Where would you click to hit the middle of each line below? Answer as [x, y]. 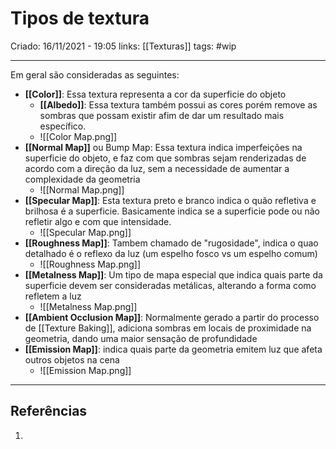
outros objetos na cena [72, 359]
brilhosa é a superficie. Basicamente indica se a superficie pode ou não [172, 211]
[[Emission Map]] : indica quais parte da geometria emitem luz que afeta [173, 349]
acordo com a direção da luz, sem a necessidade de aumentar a [157, 168]
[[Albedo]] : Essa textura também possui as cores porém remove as [178, 104]
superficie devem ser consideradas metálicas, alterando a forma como [170, 285]
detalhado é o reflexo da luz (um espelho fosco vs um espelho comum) [171, 253]
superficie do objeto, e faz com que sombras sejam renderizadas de [165, 158]
